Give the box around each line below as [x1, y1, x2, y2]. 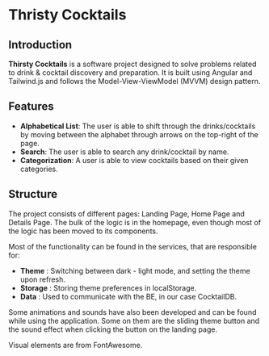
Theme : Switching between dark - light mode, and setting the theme [19, 266, 250, 275]
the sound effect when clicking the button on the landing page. [8, 325, 218, 334]
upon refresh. [19, 274, 66, 284]
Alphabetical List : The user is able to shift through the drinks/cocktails [19, 121, 256, 131]
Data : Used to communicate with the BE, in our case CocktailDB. [19, 291, 237, 301]
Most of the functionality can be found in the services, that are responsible [8, 241, 257, 251]
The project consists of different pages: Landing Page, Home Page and [8, 208, 245, 219]
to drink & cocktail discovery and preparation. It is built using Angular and [8, 68, 253, 77]
